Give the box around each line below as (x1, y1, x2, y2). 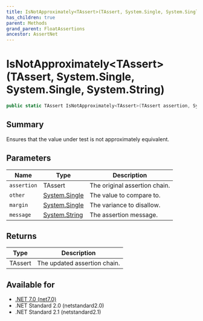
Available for (6, 279, 56, 290)
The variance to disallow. (89, 200, 161, 209)
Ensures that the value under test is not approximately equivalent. (6, 135, 170, 142)
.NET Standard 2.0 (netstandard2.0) (14, 302, 105, 310)
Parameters (6, 153, 51, 164)
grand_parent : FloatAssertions (6, 25, 85, 32)
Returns (6, 230, 37, 241)
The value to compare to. (89, 191, 161, 199)
